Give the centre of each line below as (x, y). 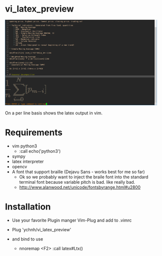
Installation (28, 207)
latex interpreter (28, 161)
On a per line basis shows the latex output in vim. (54, 113)
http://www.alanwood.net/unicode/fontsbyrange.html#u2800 (80, 187)
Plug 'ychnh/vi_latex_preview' (41, 229)
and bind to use (27, 239)
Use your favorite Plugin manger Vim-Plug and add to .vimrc (72, 220)
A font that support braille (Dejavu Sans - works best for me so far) (78, 172)
